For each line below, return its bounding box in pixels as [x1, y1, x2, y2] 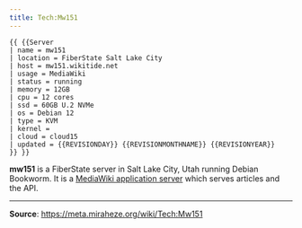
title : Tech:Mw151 [9, 13, 78, 22]
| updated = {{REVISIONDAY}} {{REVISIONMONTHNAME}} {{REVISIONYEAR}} [9, 140, 276, 149]
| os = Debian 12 [9, 109, 75, 118]
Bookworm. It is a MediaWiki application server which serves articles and [9, 172, 280, 184]
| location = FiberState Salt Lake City [9, 53, 164, 63]
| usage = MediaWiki [9, 69, 87, 78]
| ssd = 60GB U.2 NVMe [9, 101, 94, 110]
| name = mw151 [9, 46, 67, 55]
